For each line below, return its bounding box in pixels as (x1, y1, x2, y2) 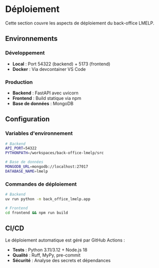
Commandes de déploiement (5, 181, 77, 188)
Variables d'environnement (5, 130, 73, 137)
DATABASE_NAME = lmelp (5, 169, 48, 174)
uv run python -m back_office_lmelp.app (5, 197, 91, 202)
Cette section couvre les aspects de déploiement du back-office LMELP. (5, 20, 154, 26)
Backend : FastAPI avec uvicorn (12, 90, 79, 96)
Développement (5, 49, 45, 56)
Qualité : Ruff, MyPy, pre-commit (12, 252, 81, 258)
